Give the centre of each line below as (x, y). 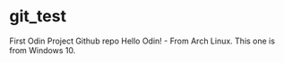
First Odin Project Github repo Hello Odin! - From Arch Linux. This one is (142, 41)
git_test (38, 16)
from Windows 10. (43, 50)
